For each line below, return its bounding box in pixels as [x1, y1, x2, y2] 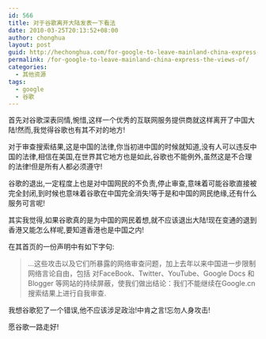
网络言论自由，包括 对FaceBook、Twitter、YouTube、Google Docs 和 [27, 269, 255, 278]
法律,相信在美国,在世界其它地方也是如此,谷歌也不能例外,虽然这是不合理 [21, 152, 253, 162]
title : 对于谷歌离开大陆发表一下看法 [8, 19, 116, 27]
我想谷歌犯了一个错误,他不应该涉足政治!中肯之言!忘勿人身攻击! [8, 306, 211, 315]
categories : [8, 63, 47, 71]
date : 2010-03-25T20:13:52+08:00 [8, 26, 119, 34]
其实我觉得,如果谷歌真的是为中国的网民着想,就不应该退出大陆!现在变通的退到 [8, 215, 257, 225]
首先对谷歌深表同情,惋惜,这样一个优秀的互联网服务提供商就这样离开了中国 [8, 116, 249, 125]
